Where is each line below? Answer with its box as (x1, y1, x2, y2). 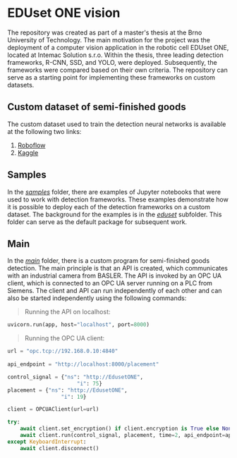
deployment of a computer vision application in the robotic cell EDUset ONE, (7, 43, 229, 51)
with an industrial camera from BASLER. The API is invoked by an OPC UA (7, 271, 222, 280)
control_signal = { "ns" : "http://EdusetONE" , (7, 373, 143, 380)
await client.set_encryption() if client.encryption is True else (20, 425, 219, 433)
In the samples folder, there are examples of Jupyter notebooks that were (7, 187, 221, 196)
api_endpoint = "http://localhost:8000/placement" (7, 361, 159, 368)
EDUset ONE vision (7, 5, 121, 21)
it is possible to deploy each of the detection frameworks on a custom (7, 202, 210, 211)
